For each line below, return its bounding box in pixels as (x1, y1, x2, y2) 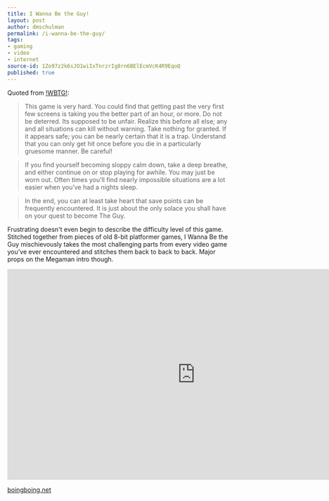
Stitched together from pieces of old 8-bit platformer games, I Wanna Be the (7, 233, 228, 241)
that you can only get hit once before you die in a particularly (24, 139, 202, 148)
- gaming (7, 43, 33, 50)
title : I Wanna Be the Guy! (7, 10, 90, 18)
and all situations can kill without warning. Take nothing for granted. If (24, 124, 227, 133)
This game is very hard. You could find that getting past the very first (24, 102, 224, 110)
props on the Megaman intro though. (7, 254, 114, 263)
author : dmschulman (7, 23, 65, 30)
